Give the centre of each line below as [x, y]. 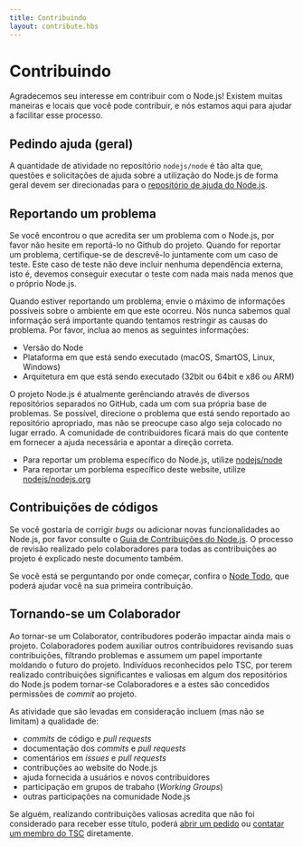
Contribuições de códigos [84, 507]
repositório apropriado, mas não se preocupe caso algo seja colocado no [146, 423]
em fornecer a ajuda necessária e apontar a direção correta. [122, 443]
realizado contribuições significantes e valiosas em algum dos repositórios [148, 674]
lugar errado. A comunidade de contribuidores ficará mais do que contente [149, 433]
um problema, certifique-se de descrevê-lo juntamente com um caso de [144, 255]
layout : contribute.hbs [54, 26]
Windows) [41, 367]
